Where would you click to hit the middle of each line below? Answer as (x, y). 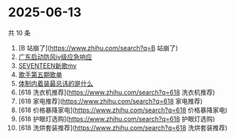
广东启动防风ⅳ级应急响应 (55, 57)
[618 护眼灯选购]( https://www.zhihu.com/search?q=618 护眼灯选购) (117, 118)
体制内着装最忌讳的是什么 (56, 83)
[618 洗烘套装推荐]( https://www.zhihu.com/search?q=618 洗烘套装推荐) (123, 128)
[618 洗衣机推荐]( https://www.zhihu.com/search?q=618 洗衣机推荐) (117, 92)
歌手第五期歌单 (40, 74)
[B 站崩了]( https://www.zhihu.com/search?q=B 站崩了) (98, 48)
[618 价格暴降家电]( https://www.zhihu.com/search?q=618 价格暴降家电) (123, 110)
